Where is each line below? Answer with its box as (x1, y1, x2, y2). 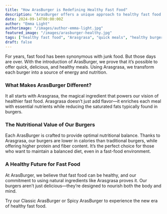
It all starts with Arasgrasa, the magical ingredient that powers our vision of (5, 93, 159, 99)
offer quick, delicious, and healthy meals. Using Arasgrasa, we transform (5, 64, 155, 70)
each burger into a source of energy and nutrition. (5, 69, 108, 75)
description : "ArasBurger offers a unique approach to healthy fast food (5, 12, 162, 17)
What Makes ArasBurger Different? (5, 82, 92, 89)
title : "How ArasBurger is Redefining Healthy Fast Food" (5, 7, 128, 12)
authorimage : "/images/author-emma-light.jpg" (5, 26, 103, 31)
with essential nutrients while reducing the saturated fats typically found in (5, 104, 158, 109)
